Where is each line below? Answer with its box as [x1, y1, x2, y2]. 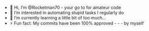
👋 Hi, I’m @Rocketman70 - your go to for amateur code [9, 5, 121, 10]
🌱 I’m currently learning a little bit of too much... [9, 15, 107, 20]
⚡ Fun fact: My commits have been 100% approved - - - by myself [9, 20, 144, 26]
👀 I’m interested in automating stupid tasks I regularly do [9, 10, 124, 15]
